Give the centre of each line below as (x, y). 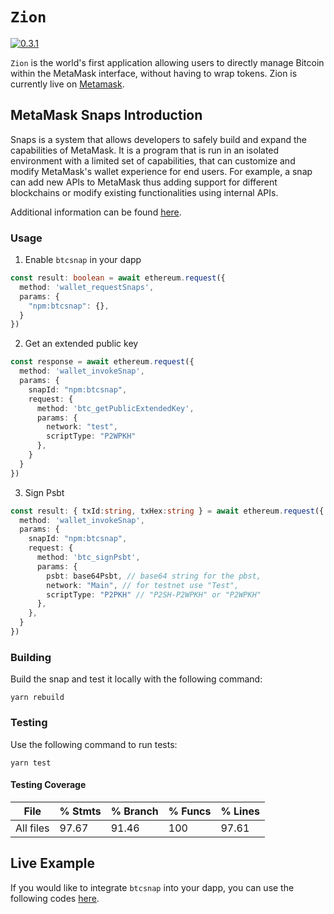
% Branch (134, 811)
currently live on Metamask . (67, 84)
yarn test (31, 763)
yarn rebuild (37, 698)
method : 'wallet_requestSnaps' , (87, 287)
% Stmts (80, 811)
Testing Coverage (48, 785)
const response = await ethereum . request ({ (102, 362)
